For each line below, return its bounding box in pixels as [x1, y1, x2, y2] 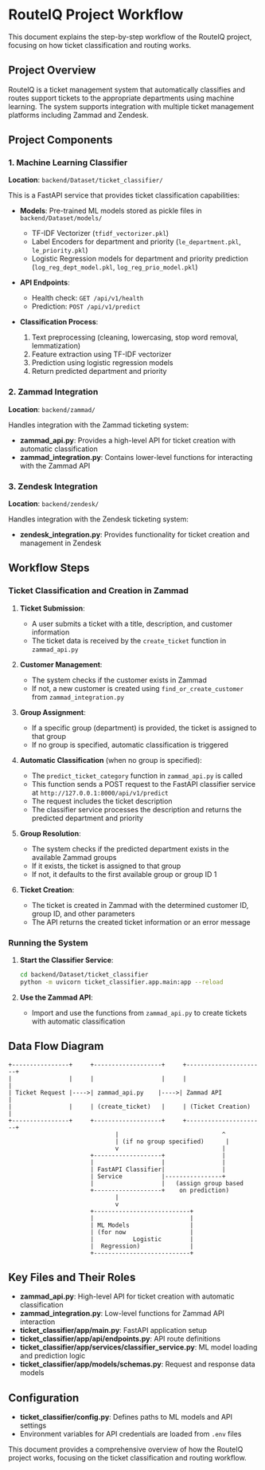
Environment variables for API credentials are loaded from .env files [19, 1429, 242, 1439]
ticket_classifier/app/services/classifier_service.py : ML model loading [19, 1342, 258, 1352]
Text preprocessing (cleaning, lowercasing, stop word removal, [31, 332, 239, 342]
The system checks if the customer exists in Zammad [31, 675, 207, 685]
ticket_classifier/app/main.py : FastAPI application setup [19, 1326, 207, 1335]
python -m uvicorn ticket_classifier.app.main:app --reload [19, 978, 224, 986]
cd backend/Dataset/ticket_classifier [19, 971, 149, 979]
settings [19, 1421, 47, 1430]
